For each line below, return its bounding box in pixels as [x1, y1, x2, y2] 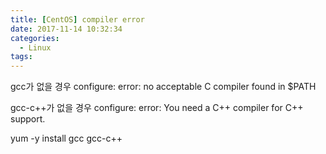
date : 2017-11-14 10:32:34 [10, 24, 123, 34]
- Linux [19, 42, 52, 53]
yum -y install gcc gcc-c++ [10, 132, 123, 145]
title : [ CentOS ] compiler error [10, 14, 145, 25]
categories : [10, 33, 60, 43]
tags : [10, 52, 33, 62]
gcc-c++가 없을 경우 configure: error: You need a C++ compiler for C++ [10, 102, 304, 114]
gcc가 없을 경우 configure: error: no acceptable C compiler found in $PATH [10, 81, 317, 93]
